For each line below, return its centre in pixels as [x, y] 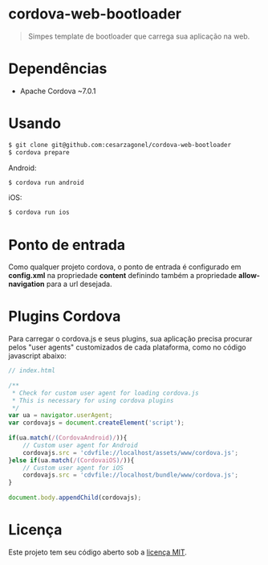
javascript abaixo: [37, 356]
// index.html [32, 371]
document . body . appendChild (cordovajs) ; [75, 498]
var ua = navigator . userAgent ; [61, 416]
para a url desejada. [79, 284]
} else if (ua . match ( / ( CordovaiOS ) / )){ [71, 460]
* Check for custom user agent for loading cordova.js [105, 393]
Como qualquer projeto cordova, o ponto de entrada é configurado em [125, 267]
